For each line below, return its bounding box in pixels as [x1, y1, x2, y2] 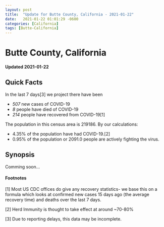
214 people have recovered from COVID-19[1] [12, 111, 106, 117]
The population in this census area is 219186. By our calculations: [5, 121, 138, 127]
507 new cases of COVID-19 [12, 101, 70, 107]
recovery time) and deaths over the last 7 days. [5, 197, 102, 203]
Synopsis [5, 151, 35, 159]
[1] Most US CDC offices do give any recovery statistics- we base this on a [5, 186, 158, 192]
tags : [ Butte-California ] [5, 26, 58, 31]
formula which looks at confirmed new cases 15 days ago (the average [5, 191, 150, 197]
